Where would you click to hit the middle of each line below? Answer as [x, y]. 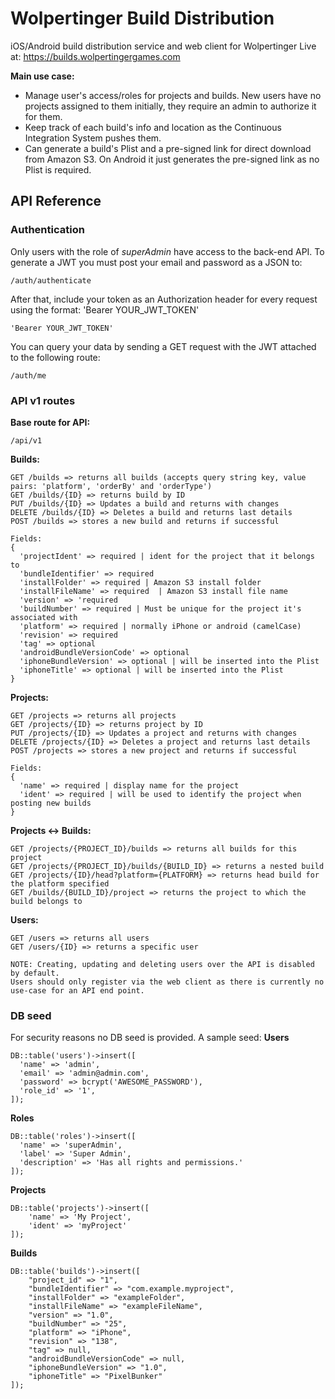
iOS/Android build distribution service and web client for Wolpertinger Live [163, 46]
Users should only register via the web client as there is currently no [167, 982]
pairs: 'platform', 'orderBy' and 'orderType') [111, 486]
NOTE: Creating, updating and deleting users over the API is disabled [162, 964]
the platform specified [60, 883]
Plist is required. [58, 169]
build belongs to [46, 901]
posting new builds [51, 803]
